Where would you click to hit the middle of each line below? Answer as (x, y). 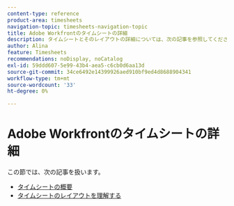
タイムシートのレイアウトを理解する (69, 196)
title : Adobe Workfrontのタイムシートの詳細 (68, 33)
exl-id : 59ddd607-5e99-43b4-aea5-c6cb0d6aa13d (76, 65)
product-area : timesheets (45, 20)
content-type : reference (43, 14)
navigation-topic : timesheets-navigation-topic (78, 26)
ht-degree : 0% (28, 91)
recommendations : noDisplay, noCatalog (65, 59)
